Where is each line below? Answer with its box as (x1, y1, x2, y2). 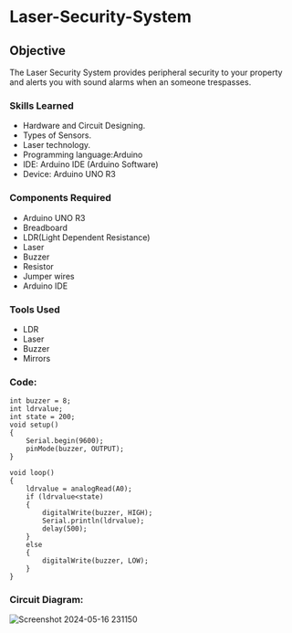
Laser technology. (22, 140, 91, 151)
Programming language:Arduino (22, 149, 143, 161)
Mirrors (22, 353, 51, 364)
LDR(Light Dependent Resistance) (22, 231, 151, 243)
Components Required (9, 192, 111, 205)
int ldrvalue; (9, 405, 64, 414)
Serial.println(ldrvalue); (42, 516, 145, 526)
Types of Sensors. (22, 130, 92, 141)
